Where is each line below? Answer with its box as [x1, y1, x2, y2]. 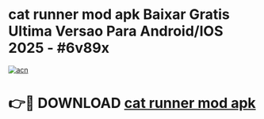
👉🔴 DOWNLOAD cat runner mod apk [8, 95, 256, 112]
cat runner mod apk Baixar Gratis [8, 6, 230, 24]
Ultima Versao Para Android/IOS [8, 22, 224, 40]
